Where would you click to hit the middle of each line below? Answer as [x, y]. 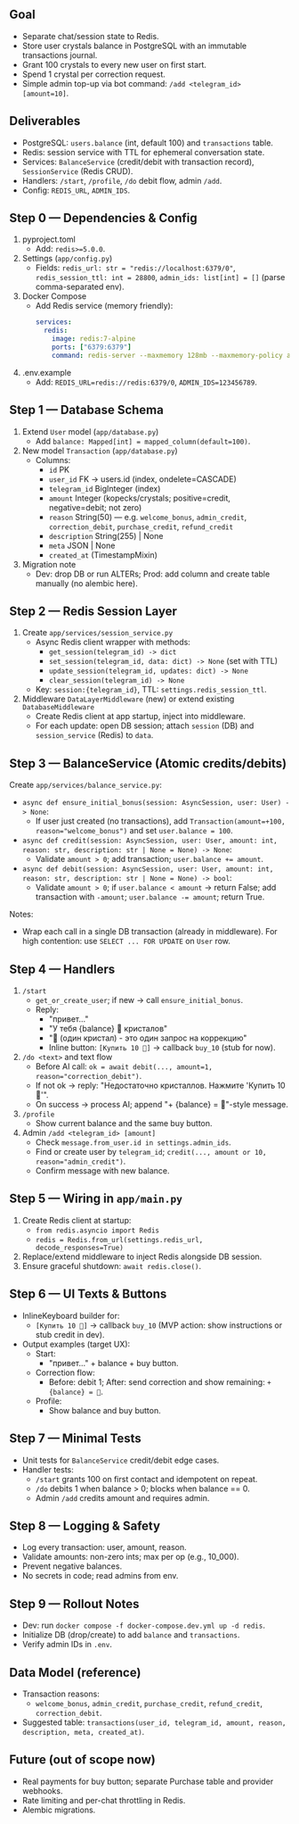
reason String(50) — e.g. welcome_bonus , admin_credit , [148, 517]
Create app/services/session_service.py [97, 633]
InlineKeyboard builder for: [71, 1315]
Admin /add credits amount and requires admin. [122, 1497]
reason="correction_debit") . [89, 1076]
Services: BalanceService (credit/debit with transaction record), [138, 162]
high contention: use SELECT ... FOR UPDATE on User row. [126, 941]
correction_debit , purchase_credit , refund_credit [141, 526]
